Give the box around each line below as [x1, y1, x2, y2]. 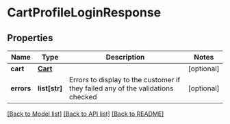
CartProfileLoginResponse [7, 5, 162, 21]
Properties [7, 32, 53, 44]
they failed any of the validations [68, 84, 174, 93]
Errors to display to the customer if [68, 75, 181, 84]
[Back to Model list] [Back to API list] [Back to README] [7, 110, 164, 118]
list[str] [37, 84, 63, 93]
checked [68, 92, 97, 101]
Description [105, 53, 145, 62]
